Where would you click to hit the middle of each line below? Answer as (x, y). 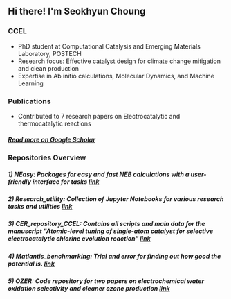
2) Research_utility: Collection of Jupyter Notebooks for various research (116, 199)
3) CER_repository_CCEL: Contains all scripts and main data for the (107, 224)
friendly (20, 181)
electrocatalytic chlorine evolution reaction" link (79, 239)
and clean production (48, 68)
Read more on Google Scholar (52, 139)
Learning (30, 83)
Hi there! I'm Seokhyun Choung (77, 11)
